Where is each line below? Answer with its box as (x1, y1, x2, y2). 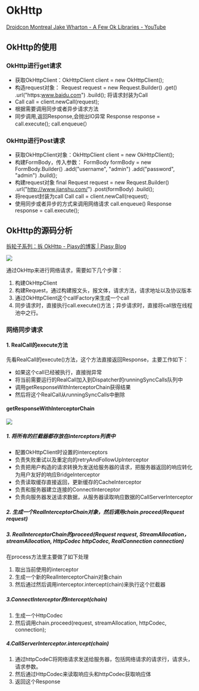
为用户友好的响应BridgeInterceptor (14, 471, 100, 478)
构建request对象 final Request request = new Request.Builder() (14, 179, 170, 186)
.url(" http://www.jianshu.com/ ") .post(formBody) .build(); (14, 185, 155, 192)
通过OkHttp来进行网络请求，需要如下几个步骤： (6, 267, 123, 274)
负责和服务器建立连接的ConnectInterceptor (14, 486, 121, 493)
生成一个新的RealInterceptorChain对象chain (14, 573, 122, 580)
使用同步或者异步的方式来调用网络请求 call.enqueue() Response (14, 200, 172, 207)
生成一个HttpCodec (14, 612, 63, 619)
